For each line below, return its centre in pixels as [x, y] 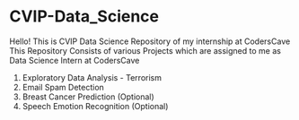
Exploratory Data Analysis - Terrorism [92, 77]
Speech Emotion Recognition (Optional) [95, 106]
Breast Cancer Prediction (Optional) [88, 97]
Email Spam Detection [63, 87]
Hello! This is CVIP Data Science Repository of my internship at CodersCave [150, 41]
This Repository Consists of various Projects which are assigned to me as [145, 50]
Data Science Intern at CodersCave [75, 60]
